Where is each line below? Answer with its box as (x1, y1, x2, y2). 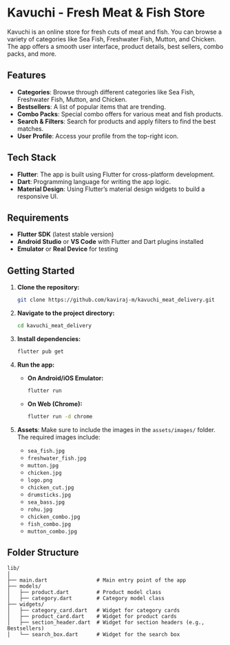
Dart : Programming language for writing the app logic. (17, 177, 171, 185)
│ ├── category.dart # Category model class (7, 595, 165, 602)
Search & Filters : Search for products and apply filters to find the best (17, 117, 216, 125)
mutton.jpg (27, 462, 59, 469)
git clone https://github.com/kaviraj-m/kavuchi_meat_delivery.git (17, 296, 215, 304)
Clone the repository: (17, 283, 80, 291)
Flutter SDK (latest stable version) (17, 230, 114, 238)
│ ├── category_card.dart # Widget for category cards (7, 607, 180, 614)
